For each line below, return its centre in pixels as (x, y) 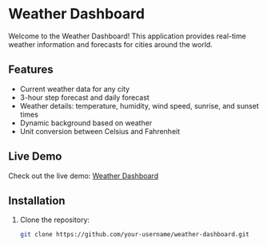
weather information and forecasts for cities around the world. (111, 44)
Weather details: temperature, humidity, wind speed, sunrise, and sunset (139, 105)
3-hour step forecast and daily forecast (84, 97)
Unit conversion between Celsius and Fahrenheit (100, 131)
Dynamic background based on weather (86, 123)
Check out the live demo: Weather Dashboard (83, 176)
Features (31, 70)
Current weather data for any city (75, 89)
